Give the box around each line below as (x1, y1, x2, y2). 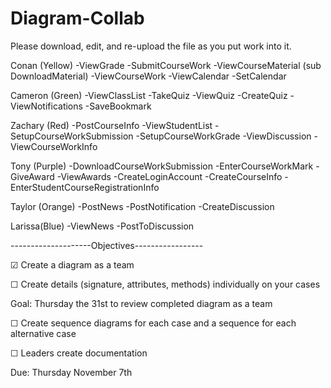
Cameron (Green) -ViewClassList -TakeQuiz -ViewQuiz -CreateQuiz (10, 89, 288, 101)
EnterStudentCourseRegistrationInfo (10, 181, 160, 193)
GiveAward (10, 170, 55, 182)
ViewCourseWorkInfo (10, 140, 98, 152)
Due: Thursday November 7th (10, 366, 133, 378)
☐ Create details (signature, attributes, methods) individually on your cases (10, 278, 321, 290)
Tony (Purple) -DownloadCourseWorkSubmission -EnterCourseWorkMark (10, 160, 314, 172)
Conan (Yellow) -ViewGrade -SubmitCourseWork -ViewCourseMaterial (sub (10, 59, 322, 71)
